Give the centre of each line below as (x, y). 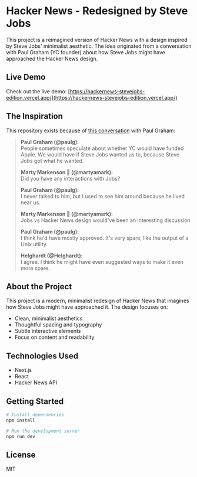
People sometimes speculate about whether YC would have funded (102, 148)
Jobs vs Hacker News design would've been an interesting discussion (105, 220)
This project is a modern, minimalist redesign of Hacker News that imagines (98, 301)
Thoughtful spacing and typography (58, 325)
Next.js (23, 370)
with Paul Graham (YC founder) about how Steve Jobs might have (86, 52)
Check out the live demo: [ (38, 91)
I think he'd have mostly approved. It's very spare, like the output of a (104, 238)
